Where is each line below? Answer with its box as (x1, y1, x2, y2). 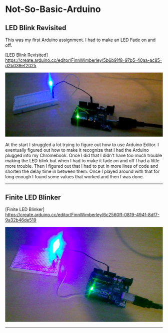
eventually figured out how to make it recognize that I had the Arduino (5, 147, 149, 153)
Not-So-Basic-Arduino (5, 4, 101, 15)
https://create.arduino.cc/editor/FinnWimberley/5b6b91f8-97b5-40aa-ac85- (5, 57, 162, 63)
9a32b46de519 (5, 217, 36, 223)
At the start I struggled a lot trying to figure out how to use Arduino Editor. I (5, 142, 159, 148)
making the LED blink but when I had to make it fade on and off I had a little (5, 158, 160, 164)
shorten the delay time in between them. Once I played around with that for (5, 168, 160, 174)
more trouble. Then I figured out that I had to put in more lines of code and (5, 163, 158, 169)
